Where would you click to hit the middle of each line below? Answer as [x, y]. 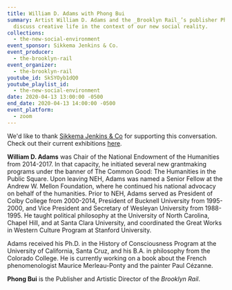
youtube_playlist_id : [38, 84]
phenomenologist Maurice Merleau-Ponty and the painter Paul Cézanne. [110, 265]
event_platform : [30, 110]
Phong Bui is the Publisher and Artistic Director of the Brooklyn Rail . [104, 279]
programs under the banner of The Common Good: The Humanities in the [112, 171]
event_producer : [30, 52]
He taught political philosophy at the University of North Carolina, [117, 215]
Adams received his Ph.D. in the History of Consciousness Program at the [112, 243]
